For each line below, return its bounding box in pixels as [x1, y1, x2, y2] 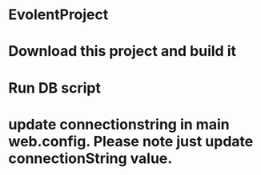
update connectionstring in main [8, 115, 230, 133]
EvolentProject [8, 6, 109, 24]
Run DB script [8, 78, 102, 97]
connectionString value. [8, 149, 173, 167]
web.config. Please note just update [8, 132, 254, 150]
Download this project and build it [8, 42, 236, 61]
